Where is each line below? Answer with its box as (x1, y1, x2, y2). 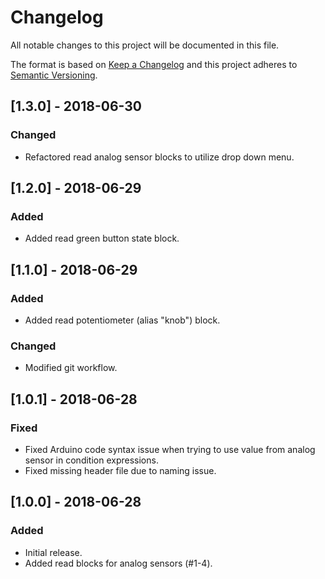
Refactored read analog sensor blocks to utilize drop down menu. (24, 151, 295, 163)
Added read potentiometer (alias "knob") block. (24, 314, 221, 326)
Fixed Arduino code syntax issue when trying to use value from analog (24, 443, 316, 455)
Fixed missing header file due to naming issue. (24, 464, 217, 476)
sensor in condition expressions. (24, 454, 159, 466)
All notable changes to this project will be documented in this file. (10, 39, 280, 51)
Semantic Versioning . (10, 69, 98, 81)
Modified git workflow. (24, 362, 118, 374)
